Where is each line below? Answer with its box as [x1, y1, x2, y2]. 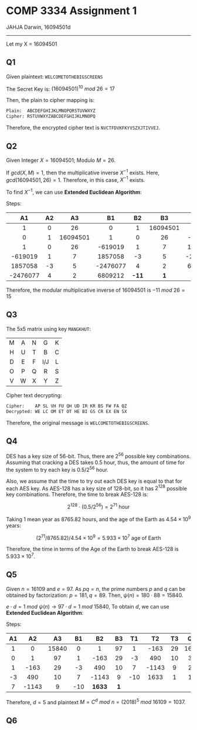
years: [6, 522, 22, 529]
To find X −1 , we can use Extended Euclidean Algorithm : [6, 188, 142, 195]
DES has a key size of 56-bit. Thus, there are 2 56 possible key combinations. [6, 452, 191, 459]
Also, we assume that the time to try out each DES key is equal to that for [6, 477, 183, 485]
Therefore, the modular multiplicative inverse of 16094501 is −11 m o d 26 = [6, 286, 185, 293]
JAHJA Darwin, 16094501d [6, 23, 71, 31]
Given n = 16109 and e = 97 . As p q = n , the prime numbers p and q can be [6, 585, 186, 592]
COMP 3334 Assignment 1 [6, 4, 137, 18]
